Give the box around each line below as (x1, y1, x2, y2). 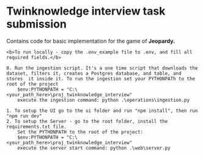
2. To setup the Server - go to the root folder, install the (6, 118, 168, 124)
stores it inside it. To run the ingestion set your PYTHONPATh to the (6, 75, 195, 82)
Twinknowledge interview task (6, 4, 166, 18)
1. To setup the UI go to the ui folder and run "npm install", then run (6, 108, 199, 114)
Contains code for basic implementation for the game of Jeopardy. (6, 37, 175, 44)
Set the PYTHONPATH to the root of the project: (17, 129, 144, 135)
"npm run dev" (6, 113, 43, 119)
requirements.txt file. (6, 124, 67, 130)
